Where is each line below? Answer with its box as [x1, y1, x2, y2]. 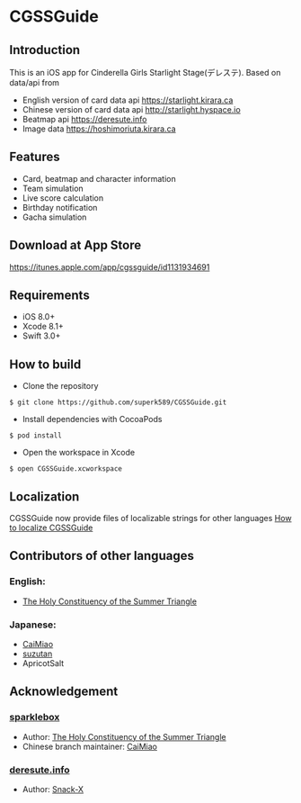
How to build [9, 356, 82, 372]
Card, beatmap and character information [22, 173, 177, 184]
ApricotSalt [22, 658, 65, 669]
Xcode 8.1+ [22, 321, 65, 332]
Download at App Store [9, 238, 142, 253]
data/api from [9, 77, 60, 87]
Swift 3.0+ [22, 330, 61, 341]
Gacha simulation [22, 212, 87, 222]
